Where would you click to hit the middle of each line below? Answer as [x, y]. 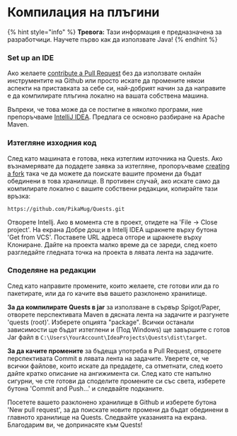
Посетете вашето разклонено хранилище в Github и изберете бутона [112, 402]
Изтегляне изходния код [52, 143]
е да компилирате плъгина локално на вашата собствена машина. [108, 96]
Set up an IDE [31, 57]
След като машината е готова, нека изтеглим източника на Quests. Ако [115, 158]
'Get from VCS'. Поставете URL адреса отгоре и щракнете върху [105, 237]
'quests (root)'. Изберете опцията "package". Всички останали [101, 322]
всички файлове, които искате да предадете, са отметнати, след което [115, 366]
